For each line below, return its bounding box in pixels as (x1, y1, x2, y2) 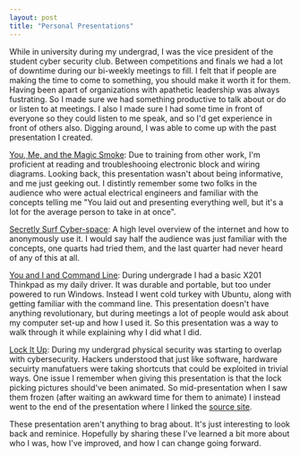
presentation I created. (9, 132, 93, 142)
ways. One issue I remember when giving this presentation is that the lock (9, 373, 282, 384)
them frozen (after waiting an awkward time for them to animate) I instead (9, 392, 281, 402)
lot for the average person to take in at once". (9, 206, 176, 217)
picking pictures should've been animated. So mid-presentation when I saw (9, 382, 288, 392)
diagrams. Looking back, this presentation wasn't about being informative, (9, 168, 284, 179)
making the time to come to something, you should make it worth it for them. (9, 74, 291, 85)
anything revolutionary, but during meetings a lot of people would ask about (9, 307, 289, 318)
